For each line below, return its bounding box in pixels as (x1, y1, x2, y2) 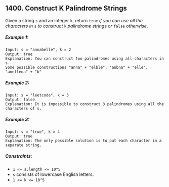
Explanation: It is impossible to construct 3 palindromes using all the (5, 101, 164, 107)
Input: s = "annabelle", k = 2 (5, 47, 71, 52)
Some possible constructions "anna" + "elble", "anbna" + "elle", (5, 65, 148, 70)
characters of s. (5, 106, 42, 111)
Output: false (5, 97, 35, 102)
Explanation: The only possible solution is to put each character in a (5, 138, 162, 143)
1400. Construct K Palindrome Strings (5, 4, 128, 13)
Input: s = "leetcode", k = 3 (5, 92, 69, 98)
